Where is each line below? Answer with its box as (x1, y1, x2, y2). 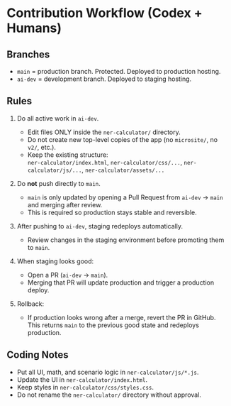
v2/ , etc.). (27, 143, 56, 151)
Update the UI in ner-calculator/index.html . (16, 375, 148, 384)
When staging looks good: (16, 257, 94, 265)
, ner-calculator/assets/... (81, 165, 165, 174)
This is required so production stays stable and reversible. (27, 208, 198, 216)
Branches (6, 48, 50, 60)
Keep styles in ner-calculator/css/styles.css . (16, 383, 154, 391)
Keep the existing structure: (27, 150, 108, 159)
